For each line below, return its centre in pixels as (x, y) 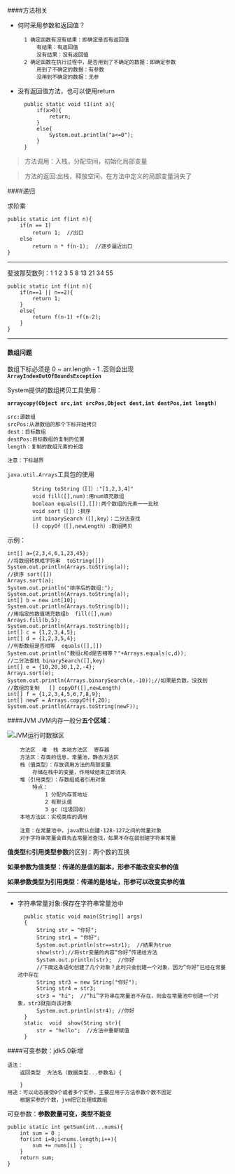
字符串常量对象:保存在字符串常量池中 (70, 903)
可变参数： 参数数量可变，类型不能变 (59, 1114)
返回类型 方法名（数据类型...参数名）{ (71, 1073)
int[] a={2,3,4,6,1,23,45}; (48, 554)
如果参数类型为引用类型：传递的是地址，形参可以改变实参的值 (96, 882)
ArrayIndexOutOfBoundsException (54, 376)
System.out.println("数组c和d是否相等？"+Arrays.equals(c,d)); (97, 654)
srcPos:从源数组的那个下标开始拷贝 (52, 425)
